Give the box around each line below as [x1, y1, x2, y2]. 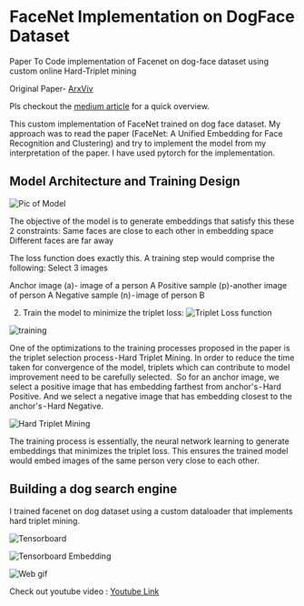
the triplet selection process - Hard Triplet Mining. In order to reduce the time [9, 352, 295, 363]
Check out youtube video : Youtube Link [9, 585, 160, 597]
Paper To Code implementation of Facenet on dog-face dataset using [9, 56, 270, 66]
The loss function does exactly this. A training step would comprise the [9, 252, 275, 263]
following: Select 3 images [9, 262, 109, 273]
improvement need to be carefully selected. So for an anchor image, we [9, 371, 279, 382]
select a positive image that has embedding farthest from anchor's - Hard [9, 380, 281, 392]
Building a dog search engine [9, 481, 178, 497]
